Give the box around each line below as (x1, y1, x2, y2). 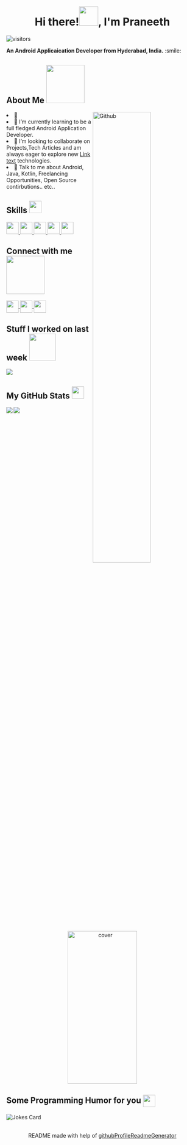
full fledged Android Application (6, 124, 86, 131)
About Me (6, 95, 44, 106)
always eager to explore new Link (6, 150, 91, 158)
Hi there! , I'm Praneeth (34, 15, 171, 29)
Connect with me (6, 246, 73, 256)
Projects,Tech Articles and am (6, 144, 82, 151)
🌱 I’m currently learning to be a (14, 118, 91, 125)
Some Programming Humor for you (6, 1095, 141, 1105)
